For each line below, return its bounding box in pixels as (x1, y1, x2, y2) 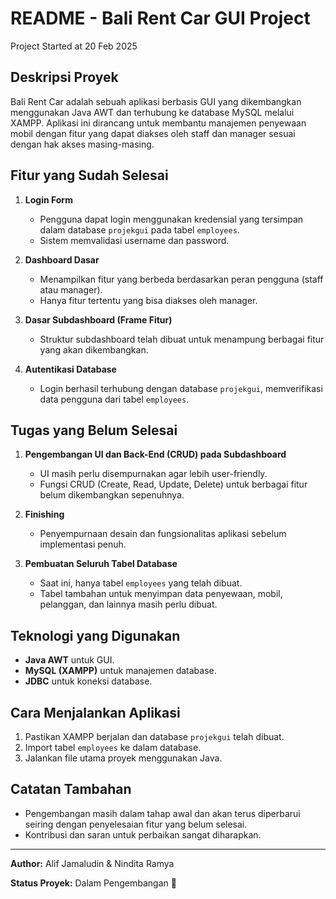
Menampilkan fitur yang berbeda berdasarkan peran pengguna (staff (39, 273, 324, 285)
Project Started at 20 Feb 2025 (10, 40, 138, 52)
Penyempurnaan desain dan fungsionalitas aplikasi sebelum (39, 528, 287, 540)
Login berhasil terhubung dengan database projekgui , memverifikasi (39, 382, 323, 394)
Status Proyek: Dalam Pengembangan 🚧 (10, 877, 177, 889)
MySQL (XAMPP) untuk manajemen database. (24, 665, 217, 677)
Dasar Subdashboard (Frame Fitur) (24, 313, 173, 326)
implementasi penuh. (39, 538, 127, 551)
